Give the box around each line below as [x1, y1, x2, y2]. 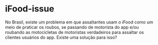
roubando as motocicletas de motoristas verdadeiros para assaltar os [5, 29, 144, 35]
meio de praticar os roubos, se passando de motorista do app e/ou [5, 24, 139, 30]
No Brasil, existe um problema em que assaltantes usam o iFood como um [5, 19, 153, 25]
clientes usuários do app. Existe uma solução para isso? [5, 34, 118, 40]
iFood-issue [5, 3, 54, 14]
